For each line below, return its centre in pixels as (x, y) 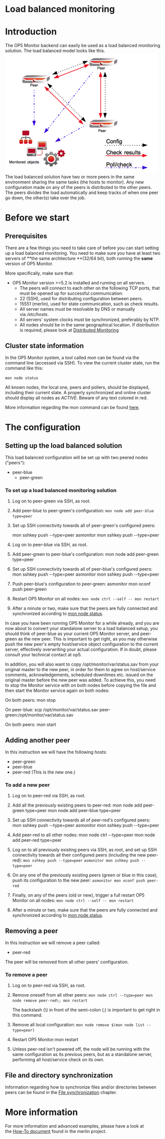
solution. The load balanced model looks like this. (55, 51)
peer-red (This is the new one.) (44, 772)
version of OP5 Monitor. (29, 264)
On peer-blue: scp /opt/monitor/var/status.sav (52, 710)
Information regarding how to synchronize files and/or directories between (81, 1087)
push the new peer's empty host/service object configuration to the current (82, 644)
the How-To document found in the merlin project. (56, 1132)
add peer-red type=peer (37, 840)
